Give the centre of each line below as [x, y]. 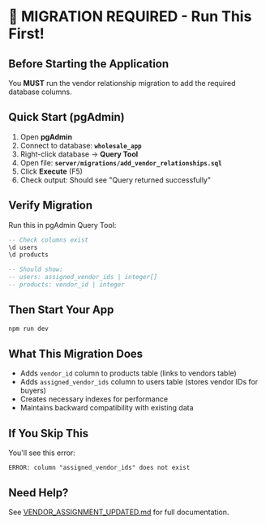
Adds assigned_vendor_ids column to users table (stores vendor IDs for [139, 382]
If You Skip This [49, 433]
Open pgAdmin [46, 136]
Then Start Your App [61, 310]
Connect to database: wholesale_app [81, 145]
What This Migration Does [76, 353]
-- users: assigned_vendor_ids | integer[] [83, 277]
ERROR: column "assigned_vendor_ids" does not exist [99, 468]
